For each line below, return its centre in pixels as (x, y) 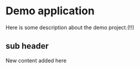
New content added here (36, 60)
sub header (27, 46)
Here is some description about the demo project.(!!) (70, 27)
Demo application (50, 11)
